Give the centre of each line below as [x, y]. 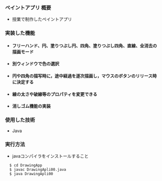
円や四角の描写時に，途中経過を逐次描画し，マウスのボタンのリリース [82, 76]
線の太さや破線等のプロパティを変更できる [54, 94]
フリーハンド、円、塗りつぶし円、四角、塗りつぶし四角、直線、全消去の [84, 45]
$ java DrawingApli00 [31, 174]
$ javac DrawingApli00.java [38, 169]
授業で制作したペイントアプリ [42, 19]
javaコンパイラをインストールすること [50, 156]
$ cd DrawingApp [26, 165]
